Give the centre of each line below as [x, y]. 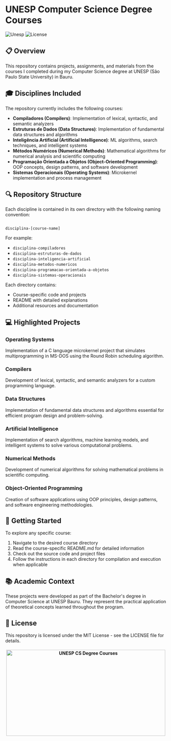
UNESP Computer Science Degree [79, 9]
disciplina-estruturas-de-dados [47, 254]
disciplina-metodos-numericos [45, 265]
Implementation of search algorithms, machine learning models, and [77, 439]
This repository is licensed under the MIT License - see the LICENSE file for [85, 635]
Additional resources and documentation [55, 306]
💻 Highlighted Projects [43, 322]
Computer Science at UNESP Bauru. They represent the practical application [86, 602]
